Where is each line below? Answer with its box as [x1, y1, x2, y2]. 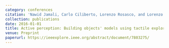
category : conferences [5, 7, 53, 12]
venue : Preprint [5, 30, 39, 35]
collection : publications [5, 16, 59, 21]
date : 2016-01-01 [5, 21, 42, 26]
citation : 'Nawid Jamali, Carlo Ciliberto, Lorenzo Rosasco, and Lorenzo [5, 12, 163, 17]
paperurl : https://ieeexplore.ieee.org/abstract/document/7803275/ [5, 35, 150, 40]
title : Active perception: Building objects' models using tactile [5, 26, 150, 31]
